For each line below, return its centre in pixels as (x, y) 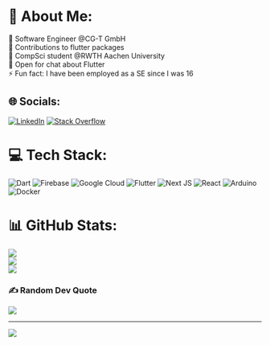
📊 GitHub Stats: (63, 225)
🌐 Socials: (35, 102)
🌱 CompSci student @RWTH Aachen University (87, 55)
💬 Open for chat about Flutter (57, 64)
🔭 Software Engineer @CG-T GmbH (67, 39)
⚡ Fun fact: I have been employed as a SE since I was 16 (101, 73)
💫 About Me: (51, 16)
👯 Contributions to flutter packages (66, 47)
